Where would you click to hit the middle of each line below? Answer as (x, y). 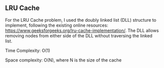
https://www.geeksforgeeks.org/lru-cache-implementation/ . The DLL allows (82, 30)
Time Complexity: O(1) (28, 50)
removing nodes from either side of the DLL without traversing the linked (79, 35)
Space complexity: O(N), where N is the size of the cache (63, 60)
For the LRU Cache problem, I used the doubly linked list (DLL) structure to (81, 20)
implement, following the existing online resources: (57, 25)
